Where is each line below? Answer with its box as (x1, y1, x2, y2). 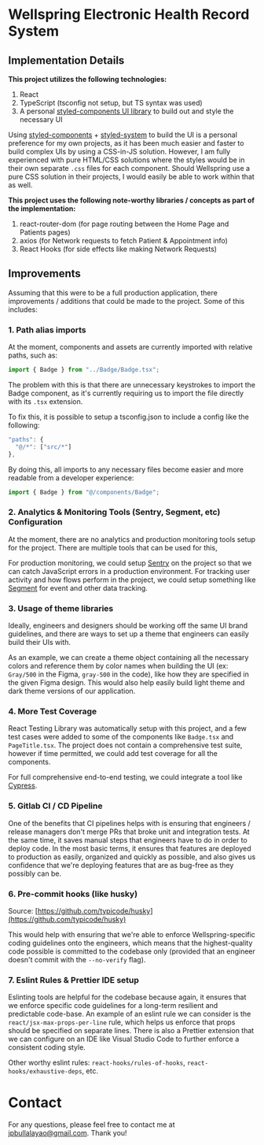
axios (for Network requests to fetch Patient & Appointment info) (19, 236, 228, 245)
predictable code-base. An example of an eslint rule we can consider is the (8, 1010, 251, 1019)
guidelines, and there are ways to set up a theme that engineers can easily (8, 629, 249, 639)
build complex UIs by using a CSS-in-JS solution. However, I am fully (8, 147, 231, 156)
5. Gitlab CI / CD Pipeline (8, 801, 103, 812)
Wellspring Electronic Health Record (8, 6, 250, 24)
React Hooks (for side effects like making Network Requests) (19, 244, 218, 254)
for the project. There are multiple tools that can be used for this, (8, 543, 218, 552)
